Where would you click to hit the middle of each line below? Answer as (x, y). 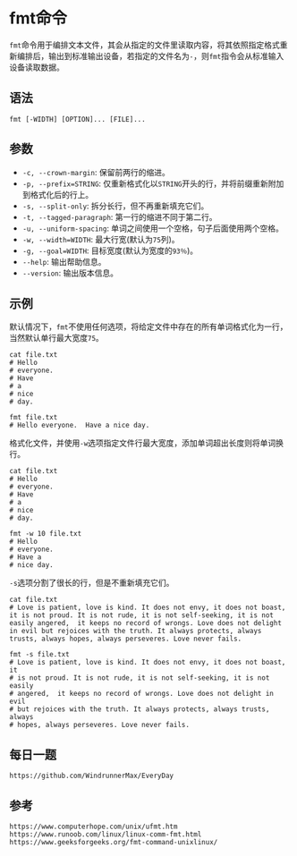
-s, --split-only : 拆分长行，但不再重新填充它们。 (115, 206)
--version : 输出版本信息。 (70, 273)
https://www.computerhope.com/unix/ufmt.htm (93, 826)
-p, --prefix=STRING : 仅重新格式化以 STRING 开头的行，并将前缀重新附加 (153, 183)
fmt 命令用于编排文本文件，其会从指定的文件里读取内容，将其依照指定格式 (144, 45)
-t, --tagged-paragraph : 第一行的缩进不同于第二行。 (119, 216)
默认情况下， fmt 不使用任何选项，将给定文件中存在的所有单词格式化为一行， (148, 326)
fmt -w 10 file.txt (46, 534)
